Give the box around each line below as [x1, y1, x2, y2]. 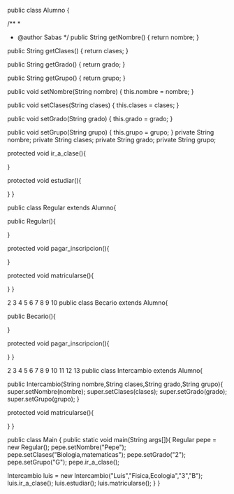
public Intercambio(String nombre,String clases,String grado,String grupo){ [7, 380, 224, 388]
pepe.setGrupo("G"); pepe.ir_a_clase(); [7, 458, 120, 466]
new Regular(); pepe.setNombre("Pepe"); [7, 443, 126, 451]
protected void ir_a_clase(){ [7, 149, 86, 157]
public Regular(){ [7, 217, 56, 225]
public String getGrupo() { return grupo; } [7, 74, 126, 82]
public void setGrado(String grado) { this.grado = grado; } [7, 115, 173, 123]
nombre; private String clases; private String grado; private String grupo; [7, 136, 217, 144]
